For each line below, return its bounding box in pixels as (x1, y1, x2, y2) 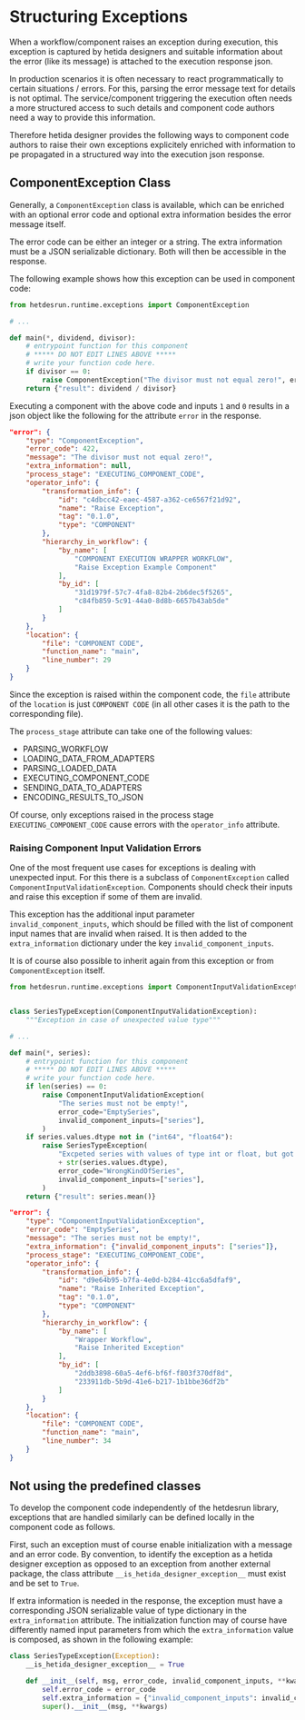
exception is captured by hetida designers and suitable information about (9, 45, 283, 56)
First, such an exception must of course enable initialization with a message (9, 1539, 293, 1550)
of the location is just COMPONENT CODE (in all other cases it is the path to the (9, 698, 290, 710)
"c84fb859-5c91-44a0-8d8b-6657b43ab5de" (74, 597, 230, 606)
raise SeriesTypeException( (42, 1141, 148, 1150)
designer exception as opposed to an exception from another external (9, 1558, 271, 1569)
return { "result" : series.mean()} (25, 1192, 156, 1201)
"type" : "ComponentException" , (25, 436, 144, 445)
